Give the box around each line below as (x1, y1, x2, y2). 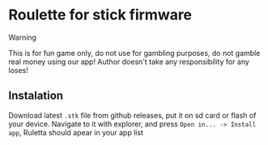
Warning (8, 32, 36, 42)
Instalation (8, 89, 63, 103)
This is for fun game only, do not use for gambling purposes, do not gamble (8, 48, 261, 58)
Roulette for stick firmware (8, 6, 193, 24)
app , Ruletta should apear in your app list (8, 127, 144, 137)
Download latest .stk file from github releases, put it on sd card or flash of (8, 110, 257, 120)
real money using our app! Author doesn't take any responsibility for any (8, 57, 249, 66)
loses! (8, 65, 28, 75)
